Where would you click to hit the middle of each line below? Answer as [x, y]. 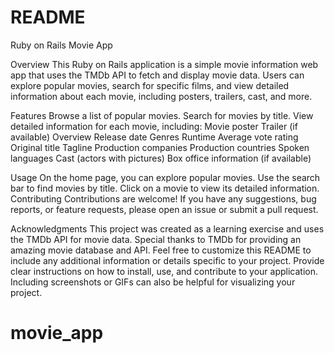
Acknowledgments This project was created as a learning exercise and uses [167, 228]
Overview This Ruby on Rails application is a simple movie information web [164, 64]
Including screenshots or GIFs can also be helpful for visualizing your [153, 282]
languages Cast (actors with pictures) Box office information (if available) [161, 158]
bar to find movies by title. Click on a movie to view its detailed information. [165, 188]
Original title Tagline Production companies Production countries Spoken [160, 147]
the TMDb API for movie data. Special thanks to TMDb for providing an [156, 239]
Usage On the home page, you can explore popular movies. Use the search [165, 177]
